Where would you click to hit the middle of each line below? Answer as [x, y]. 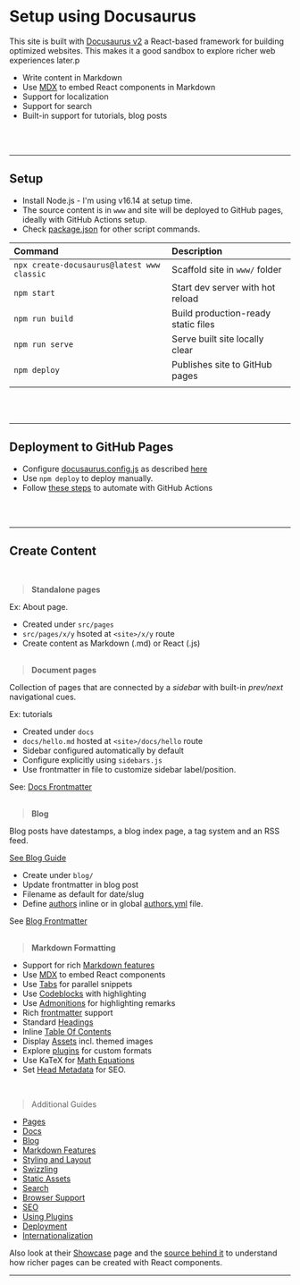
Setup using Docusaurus [103, 17]
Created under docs [58, 731]
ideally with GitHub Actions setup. [84, 219]
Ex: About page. [39, 607]
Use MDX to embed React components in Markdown [119, 87]
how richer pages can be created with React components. [116, 1263]
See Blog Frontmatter [48, 921]
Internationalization [58, 1236]
